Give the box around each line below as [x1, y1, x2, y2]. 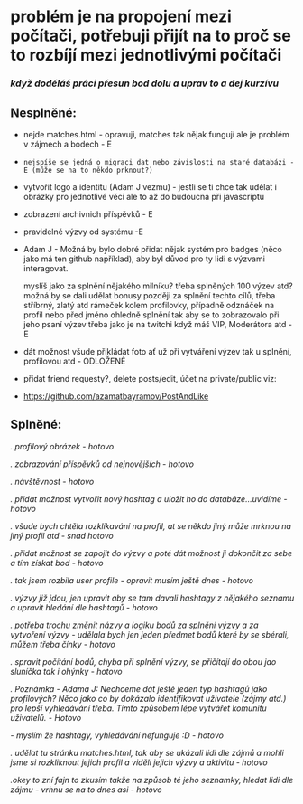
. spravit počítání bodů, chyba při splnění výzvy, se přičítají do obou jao [10, 656, 277, 667]
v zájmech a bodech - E [23, 138, 112, 149]
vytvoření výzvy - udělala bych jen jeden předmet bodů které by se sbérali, [10, 629, 289, 639]
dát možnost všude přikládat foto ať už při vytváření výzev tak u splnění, [23, 345, 292, 356]
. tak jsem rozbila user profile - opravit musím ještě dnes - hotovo [10, 574, 253, 585]
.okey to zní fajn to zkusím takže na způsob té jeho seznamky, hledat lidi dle [10, 774, 294, 785]
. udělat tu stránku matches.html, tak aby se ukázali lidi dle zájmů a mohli [10, 747, 285, 758]
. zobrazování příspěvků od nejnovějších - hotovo [10, 459, 195, 469]
